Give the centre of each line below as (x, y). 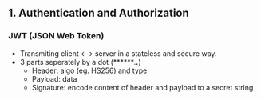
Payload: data (54, 78)
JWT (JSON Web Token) (56, 36)
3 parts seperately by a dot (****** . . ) (80, 62)
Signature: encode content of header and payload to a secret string (142, 87)
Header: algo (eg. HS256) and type (89, 70)
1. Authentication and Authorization (99, 13)
